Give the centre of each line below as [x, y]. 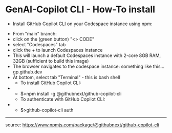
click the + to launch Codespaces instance [58, 50]
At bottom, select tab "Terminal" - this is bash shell [66, 77]
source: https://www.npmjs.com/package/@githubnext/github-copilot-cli [82, 125]
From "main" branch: [35, 33]
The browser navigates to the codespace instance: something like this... [89, 66]
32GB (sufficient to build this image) [51, 61]
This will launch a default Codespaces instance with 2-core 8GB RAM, [87, 55]
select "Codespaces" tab [39, 44]
